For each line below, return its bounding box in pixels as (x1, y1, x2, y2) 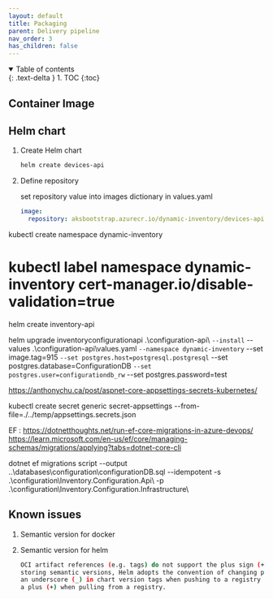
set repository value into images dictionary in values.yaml (19, 192, 213, 201)
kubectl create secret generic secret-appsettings (8, 401, 173, 411)
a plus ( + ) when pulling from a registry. (19, 584, 167, 592)
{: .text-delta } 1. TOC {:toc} (8, 73, 100, 83)
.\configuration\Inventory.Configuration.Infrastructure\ (8, 484, 189, 493)
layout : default (8, 11, 63, 20)
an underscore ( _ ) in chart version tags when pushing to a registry (19, 575, 262, 584)
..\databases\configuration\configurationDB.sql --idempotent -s (8, 467, 222, 476)
